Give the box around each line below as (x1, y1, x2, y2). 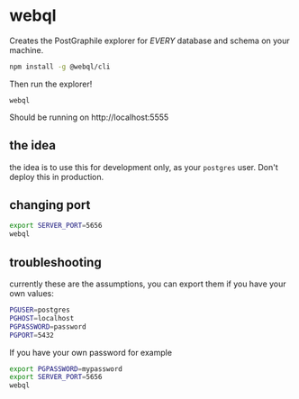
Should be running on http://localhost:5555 (9, 112, 169, 122)
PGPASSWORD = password (9, 322, 87, 331)
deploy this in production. (9, 171, 104, 182)
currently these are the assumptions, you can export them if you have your (9, 278, 286, 289)
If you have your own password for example (9, 347, 173, 358)
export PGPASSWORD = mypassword (9, 364, 123, 374)
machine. (9, 44, 44, 55)
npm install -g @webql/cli (9, 62, 111, 71)
